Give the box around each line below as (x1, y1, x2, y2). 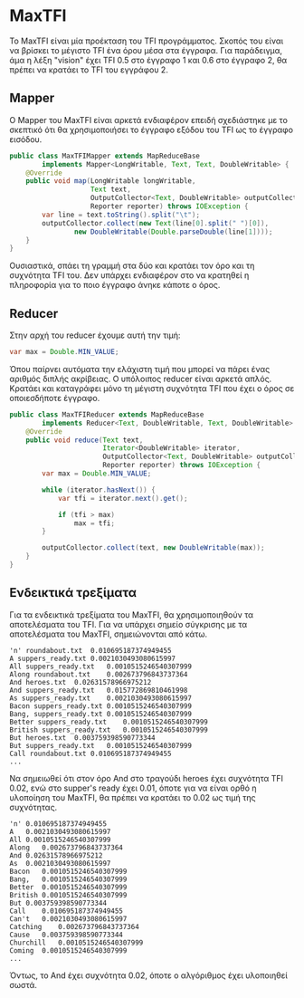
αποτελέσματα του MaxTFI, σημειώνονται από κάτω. (9, 629, 208, 639)
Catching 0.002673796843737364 (9, 922, 140, 931)
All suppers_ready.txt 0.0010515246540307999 (9, 662, 193, 671)
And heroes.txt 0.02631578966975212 (9, 677, 152, 686)
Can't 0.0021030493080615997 (9, 914, 128, 924)
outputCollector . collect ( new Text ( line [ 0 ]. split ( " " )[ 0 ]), (42, 218, 270, 227)
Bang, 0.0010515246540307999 (9, 875, 128, 884)
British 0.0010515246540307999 (9, 890, 128, 899)
